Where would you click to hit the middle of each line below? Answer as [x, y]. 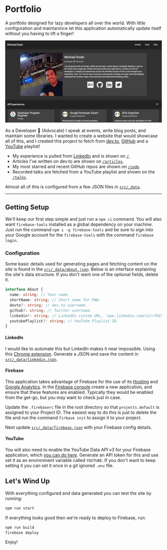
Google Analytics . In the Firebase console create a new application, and [79, 387]
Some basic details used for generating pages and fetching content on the [81, 264]
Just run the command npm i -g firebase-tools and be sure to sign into [79, 230]
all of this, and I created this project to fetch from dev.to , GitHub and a [77, 141]
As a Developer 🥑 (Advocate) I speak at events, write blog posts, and [76, 131]
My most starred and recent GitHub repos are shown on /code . [76, 167]
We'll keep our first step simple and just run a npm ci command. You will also [83, 219]
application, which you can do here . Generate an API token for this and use [82, 455]
